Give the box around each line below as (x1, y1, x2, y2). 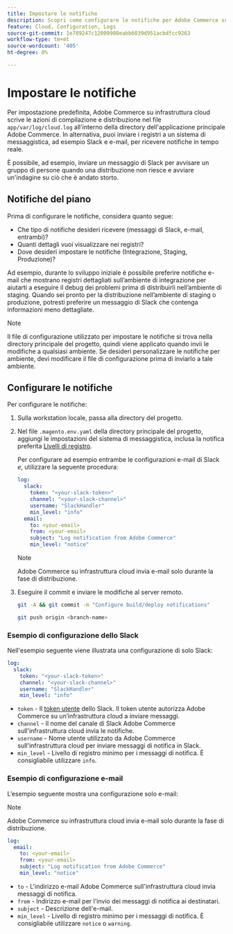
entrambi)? (17, 232, 49, 241)
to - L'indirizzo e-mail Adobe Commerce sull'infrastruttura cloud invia (17, 882, 216, 890)
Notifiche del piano (7, 193, 92, 205)
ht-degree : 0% (7, 49, 49, 56)
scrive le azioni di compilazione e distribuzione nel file (7, 115, 162, 124)
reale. (7, 145, 24, 153)
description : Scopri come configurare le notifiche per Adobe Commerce (7, 17, 218, 24)
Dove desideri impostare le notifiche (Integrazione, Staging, (17, 248, 188, 256)
